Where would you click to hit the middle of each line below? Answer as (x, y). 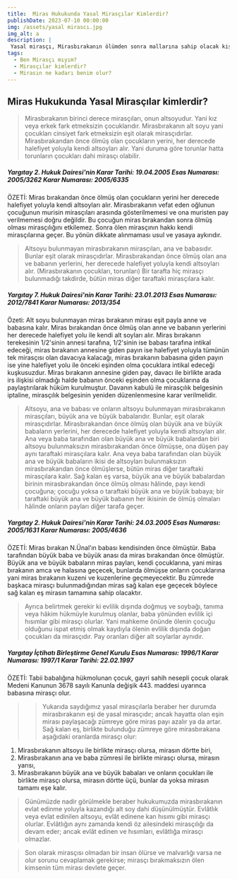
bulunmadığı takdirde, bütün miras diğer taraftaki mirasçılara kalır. (120, 279)
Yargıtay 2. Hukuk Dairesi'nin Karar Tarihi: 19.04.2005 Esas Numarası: (114, 172)
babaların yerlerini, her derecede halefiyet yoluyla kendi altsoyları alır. (126, 431)
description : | (30, 40)
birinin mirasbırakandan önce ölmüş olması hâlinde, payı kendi (115, 484)
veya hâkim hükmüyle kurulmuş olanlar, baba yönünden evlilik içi (119, 614)
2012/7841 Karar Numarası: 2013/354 (64, 302)
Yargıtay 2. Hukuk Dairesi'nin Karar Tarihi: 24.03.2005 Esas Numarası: (114, 522)
